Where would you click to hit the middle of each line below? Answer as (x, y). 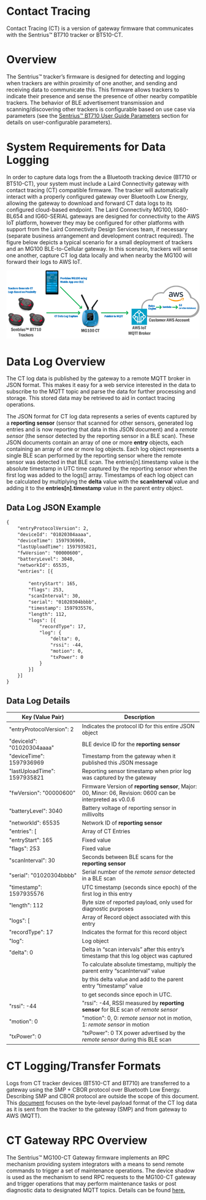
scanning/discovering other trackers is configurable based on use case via (101, 109)
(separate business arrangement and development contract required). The (100, 236)
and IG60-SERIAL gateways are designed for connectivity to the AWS (112, 216)
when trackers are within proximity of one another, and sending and (92, 83)
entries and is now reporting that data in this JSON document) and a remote (102, 429)
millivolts (93, 814)
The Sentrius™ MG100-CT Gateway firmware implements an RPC (88, 1157)
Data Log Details (38, 701)
